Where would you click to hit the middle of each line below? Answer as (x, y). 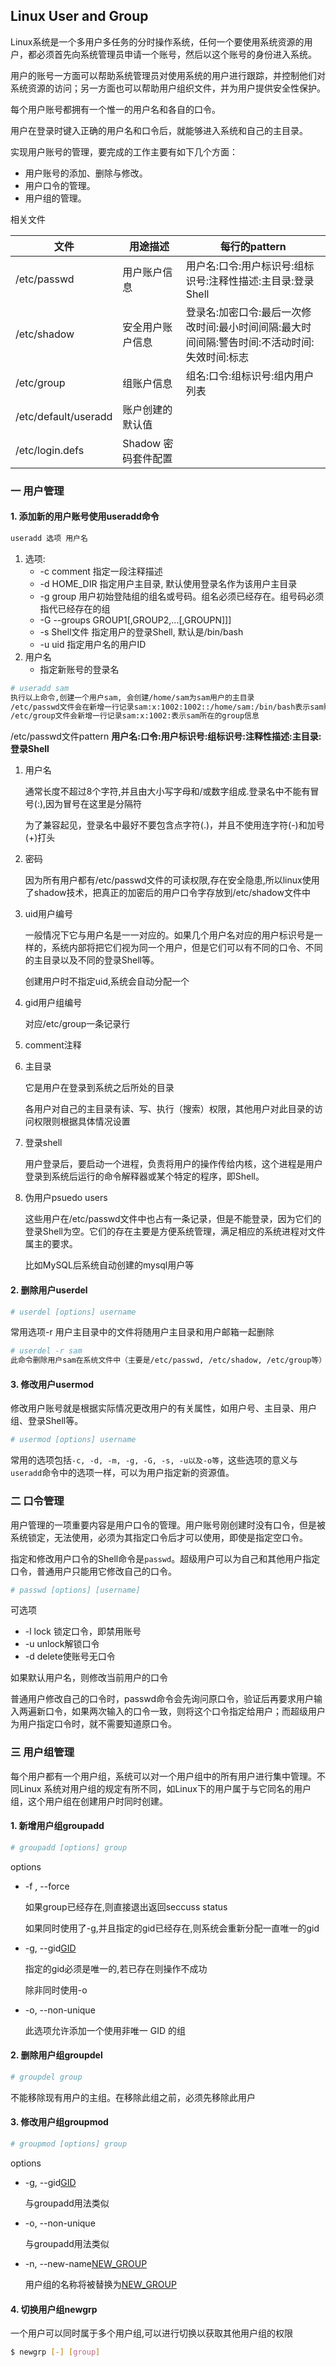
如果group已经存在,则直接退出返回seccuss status (126, 1906)
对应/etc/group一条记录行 (77, 1024)
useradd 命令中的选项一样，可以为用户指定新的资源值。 (122, 1473)
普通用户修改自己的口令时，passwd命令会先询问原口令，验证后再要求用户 (162, 1699)
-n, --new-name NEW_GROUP (86, 2263)
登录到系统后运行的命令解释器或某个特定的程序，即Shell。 (144, 1176)
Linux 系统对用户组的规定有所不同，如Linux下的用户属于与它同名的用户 (165, 1788)
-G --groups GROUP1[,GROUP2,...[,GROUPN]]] (135, 620)
